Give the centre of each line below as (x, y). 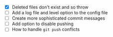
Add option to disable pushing (43, 24)
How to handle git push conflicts (46, 30)
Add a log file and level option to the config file (60, 13)
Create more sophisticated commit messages (58, 18)
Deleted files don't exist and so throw (50, 7)
